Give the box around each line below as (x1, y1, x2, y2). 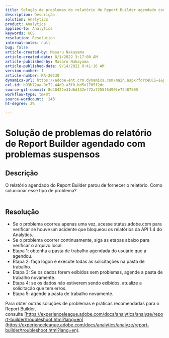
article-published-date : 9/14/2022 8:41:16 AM (5, 64, 105, 69)
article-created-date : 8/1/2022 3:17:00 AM (5, 54, 98, 60)
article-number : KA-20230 (5, 73, 59, 78)
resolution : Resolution (5, 36, 55, 41)
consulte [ (5, 311, 26, 317)
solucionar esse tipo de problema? (5, 188, 77, 194)
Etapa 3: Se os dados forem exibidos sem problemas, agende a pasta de (12, 269, 163, 275)
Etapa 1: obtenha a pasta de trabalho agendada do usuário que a (12, 248, 147, 254)
